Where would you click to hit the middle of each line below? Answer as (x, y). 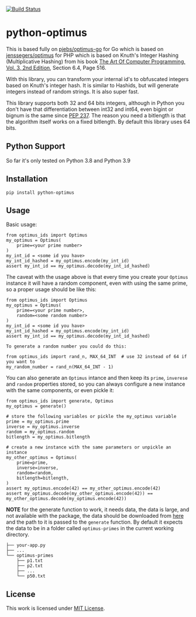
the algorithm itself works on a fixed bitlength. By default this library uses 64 (98, 122)
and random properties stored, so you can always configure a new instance (96, 384)
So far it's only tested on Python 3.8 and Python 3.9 (68, 160)
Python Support (36, 146)
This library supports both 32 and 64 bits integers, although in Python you (95, 103)
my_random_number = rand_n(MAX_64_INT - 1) (60, 367)
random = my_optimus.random (40, 432)
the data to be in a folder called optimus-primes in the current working (90, 528)
